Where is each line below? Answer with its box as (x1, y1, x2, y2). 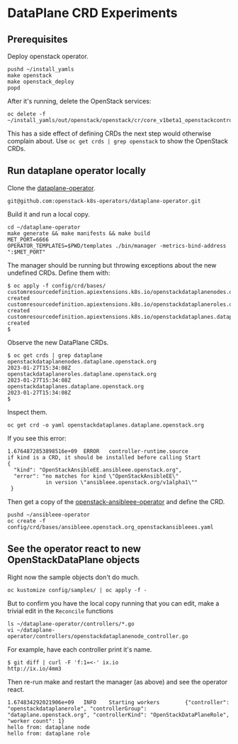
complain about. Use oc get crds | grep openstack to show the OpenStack (7, 137, 228, 145)
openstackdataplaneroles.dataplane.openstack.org (7, 371, 157, 378)
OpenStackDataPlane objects (7, 554, 140, 566)
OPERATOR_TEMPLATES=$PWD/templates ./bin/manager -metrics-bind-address (7, 242, 227, 249)
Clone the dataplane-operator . (7, 183, 96, 192)
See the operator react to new (7, 543, 142, 555)
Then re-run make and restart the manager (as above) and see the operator (7, 677, 228, 686)
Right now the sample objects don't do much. (7, 573, 140, 581)
